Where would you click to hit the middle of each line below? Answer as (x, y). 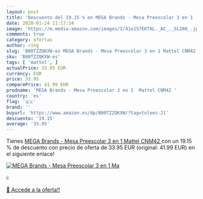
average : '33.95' (28, 124)
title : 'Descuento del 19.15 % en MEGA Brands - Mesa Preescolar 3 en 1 (100, 17)
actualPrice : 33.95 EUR (36, 68)
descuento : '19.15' (31, 118)
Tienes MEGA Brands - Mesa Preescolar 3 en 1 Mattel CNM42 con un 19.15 (99, 141)
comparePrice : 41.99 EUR (37, 85)
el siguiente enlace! (31, 154)
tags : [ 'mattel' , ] (32, 62)
